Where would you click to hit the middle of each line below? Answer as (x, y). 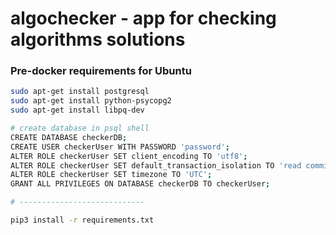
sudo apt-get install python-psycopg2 (91, 101)
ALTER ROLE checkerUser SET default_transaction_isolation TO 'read (156, 165)
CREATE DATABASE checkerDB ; (69, 137)
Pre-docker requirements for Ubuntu (101, 71)
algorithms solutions (98, 39)
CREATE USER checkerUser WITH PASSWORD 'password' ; (120, 147)
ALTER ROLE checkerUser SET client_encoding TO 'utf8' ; (129, 156)
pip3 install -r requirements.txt (82, 220)
